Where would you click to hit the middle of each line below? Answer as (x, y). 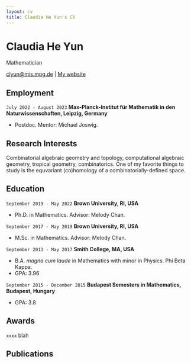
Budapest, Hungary (30, 291)
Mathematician (24, 63)
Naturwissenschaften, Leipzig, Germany (57, 114)
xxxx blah (17, 335)
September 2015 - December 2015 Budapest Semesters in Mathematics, (94, 284)
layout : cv (20, 12)
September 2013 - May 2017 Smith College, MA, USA (70, 249)
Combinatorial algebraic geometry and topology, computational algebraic (95, 158)
